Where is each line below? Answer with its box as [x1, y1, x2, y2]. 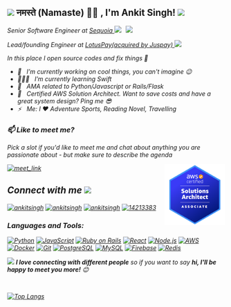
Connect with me [7, 184, 82, 196]
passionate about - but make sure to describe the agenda [7, 150, 173, 159]
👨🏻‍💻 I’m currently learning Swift [17, 74, 112, 83]
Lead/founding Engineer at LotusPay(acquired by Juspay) [7, 40, 174, 49]
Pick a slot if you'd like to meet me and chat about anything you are [7, 143, 201, 152]
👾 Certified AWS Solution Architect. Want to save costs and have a [17, 89, 211, 98]
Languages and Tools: [7, 220, 84, 230]
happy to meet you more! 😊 [7, 265, 89, 274]
